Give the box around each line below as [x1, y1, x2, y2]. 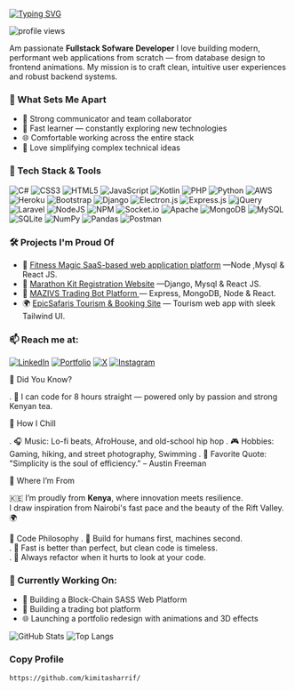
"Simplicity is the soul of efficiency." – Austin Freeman [9, 458, 207, 469]
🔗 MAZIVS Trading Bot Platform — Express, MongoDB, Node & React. [21, 287, 277, 298]
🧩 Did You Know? [9, 374, 73, 385]
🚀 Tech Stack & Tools [9, 165, 102, 177]
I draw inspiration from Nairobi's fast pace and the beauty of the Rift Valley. [9, 502, 284, 513]
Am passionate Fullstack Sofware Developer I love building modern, [9, 43, 260, 53]
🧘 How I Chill [9, 418, 56, 429]
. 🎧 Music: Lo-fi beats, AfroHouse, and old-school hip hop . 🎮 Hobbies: [9, 436, 275, 446]
